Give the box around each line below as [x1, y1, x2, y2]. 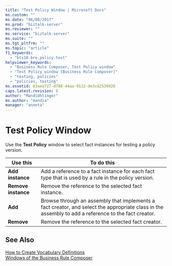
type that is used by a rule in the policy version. [40, 174, 155, 182]
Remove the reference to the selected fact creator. [40, 218, 162, 226]
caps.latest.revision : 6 [5, 88, 58, 94]
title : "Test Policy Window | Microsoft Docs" [5, 7, 106, 13]
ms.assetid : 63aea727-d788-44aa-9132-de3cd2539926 [5, 83, 116, 88]
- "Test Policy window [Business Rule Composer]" [10, 70, 118, 75]
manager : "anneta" [5, 103, 45, 108]
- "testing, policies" [10, 74, 58, 79]
